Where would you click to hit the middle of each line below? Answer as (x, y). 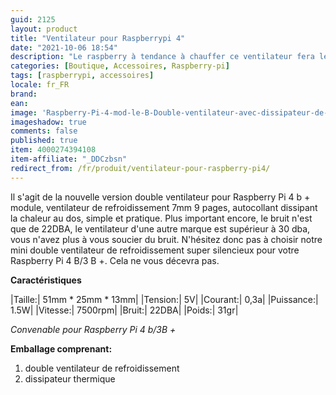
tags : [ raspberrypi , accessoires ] (82, 76)
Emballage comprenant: (61, 348)
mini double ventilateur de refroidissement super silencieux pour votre (155, 250)
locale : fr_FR (40, 85)
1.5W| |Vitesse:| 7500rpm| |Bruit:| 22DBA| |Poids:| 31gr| (124, 310)
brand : (24, 94)
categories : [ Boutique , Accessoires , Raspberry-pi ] (120, 66)
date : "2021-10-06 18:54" (64, 47)
